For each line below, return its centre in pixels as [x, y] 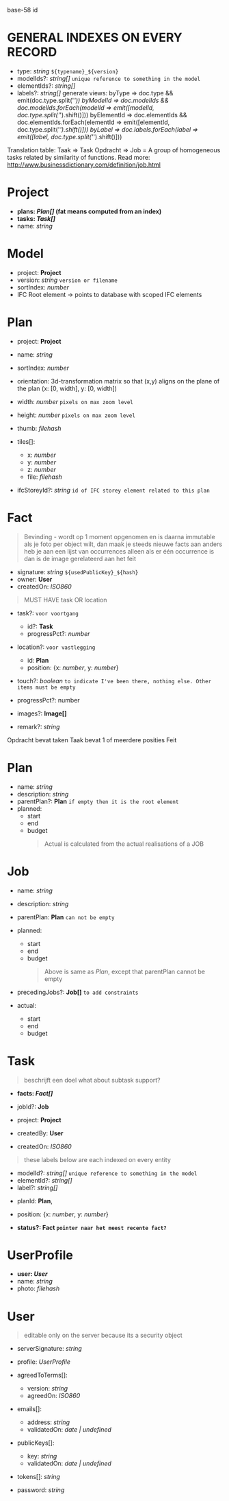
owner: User [35, 579]
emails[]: [29, 1409]
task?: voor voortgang [48, 613]
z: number [42, 469]
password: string [41, 1490]
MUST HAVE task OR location [65, 600]
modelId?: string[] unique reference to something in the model [107, 1173]
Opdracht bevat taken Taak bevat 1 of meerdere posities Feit [92, 740]
